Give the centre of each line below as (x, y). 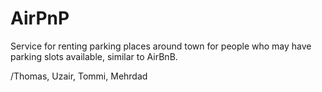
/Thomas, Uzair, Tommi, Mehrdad (79, 76)
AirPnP (40, 18)
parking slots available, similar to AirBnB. (94, 56)
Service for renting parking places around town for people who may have (161, 46)
